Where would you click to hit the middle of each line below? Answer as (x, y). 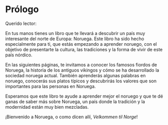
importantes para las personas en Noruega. (51, 86)
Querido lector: (21, 23)
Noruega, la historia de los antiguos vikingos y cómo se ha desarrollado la (82, 70)
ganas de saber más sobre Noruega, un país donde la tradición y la (75, 101)
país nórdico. (19, 55)
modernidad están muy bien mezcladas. (47, 107)
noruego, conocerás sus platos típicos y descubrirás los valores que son (81, 81)
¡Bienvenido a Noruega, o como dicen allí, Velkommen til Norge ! (72, 117)
